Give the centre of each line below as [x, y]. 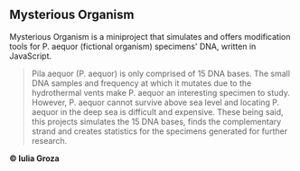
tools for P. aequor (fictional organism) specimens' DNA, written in [133, 46]
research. [49, 140]
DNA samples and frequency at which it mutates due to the [141, 83]
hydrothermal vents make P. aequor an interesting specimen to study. [161, 92]
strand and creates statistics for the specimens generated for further [159, 131]
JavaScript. [31, 56]
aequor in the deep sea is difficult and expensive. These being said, [157, 111]
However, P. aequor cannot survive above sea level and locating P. [155, 102]
